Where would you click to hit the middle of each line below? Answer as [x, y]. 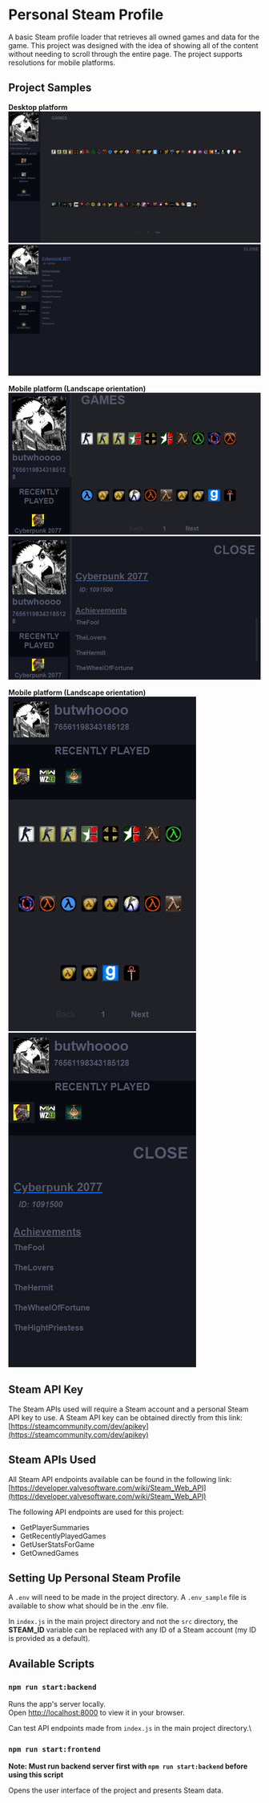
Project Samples [50, 88]
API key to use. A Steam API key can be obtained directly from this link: [125, 1417]
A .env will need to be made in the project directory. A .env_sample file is [127, 1598]
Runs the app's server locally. [57, 1704]
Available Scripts [51, 1664]
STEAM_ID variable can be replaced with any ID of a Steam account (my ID [132, 1630]
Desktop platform [38, 107]
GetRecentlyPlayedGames [63, 1536]
